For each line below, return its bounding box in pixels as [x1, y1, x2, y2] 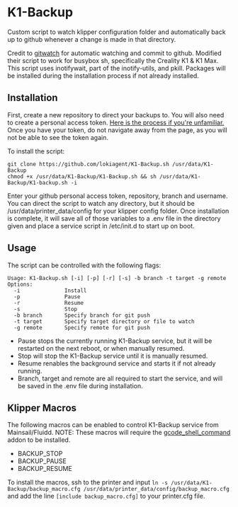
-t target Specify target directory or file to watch [13, 317, 195, 325]
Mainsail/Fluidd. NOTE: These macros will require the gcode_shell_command [7, 429, 231, 437]
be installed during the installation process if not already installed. [7, 71, 200, 80]
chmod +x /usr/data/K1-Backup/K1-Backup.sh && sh [7, 173, 157, 180]
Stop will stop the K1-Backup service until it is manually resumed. [17, 351, 208, 360]
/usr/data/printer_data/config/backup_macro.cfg [83, 486, 230, 493]
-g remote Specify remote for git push [13, 324, 151, 331]
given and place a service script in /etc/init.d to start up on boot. [7, 221, 195, 230]
